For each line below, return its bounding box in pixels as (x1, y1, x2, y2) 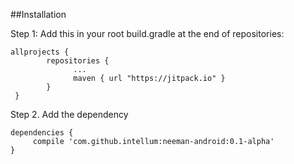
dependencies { (10, 128, 74, 138)
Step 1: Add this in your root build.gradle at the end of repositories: (10, 28, 285, 39)
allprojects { (10, 47, 70, 57)
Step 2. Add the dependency (10, 109, 129, 120)
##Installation (10, 9, 67, 20)
